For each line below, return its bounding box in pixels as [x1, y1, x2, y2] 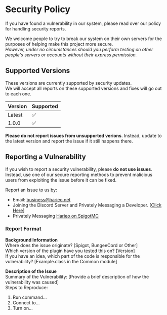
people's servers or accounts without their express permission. [5, 52, 137, 58]
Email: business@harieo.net [12, 196, 71, 202]
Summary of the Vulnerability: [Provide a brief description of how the [5, 273, 149, 279]
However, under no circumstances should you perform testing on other [5, 46, 153, 52]
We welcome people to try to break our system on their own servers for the [5, 36, 162, 42]
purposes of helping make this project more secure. [5, 41, 113, 47]
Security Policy [5, 4, 71, 15]
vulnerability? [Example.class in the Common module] [5, 258, 117, 264]
